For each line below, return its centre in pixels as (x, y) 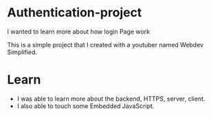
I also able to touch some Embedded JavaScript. (86, 106)
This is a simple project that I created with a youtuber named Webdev (105, 44)
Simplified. (22, 52)
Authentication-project (75, 13)
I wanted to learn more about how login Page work (78, 31)
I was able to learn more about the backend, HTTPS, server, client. (111, 99)
